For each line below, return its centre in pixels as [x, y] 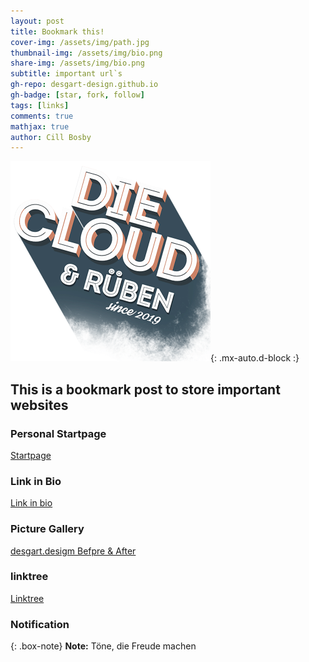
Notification [40, 624]
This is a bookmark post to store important [145, 389]
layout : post [37, 21]
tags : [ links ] [40, 105]
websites [39, 405]
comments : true [42, 116]
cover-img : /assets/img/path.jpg [80, 42]
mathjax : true [40, 126]
